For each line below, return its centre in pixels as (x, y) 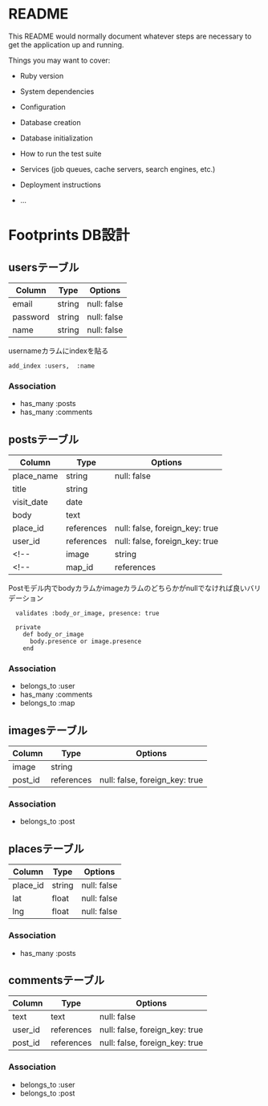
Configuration (43, 107)
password (31, 316)
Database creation (51, 122)
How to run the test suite (61, 153)
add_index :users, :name (51, 366)
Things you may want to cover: (59, 60)
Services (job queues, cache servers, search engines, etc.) (118, 169)
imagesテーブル (48, 730)
